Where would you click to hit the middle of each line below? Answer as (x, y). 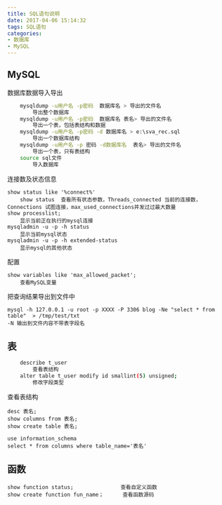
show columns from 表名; (43, 419)
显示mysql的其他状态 (46, 248)
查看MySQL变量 (38, 282)
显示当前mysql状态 (44, 234)
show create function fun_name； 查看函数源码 (81, 494)
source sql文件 (41, 158)
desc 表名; (22, 411)
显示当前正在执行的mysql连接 (57, 221)
